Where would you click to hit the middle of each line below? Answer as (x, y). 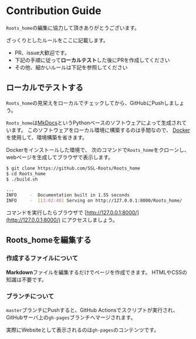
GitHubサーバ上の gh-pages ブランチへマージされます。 (71, 317)
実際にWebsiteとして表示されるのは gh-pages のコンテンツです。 (83, 330)
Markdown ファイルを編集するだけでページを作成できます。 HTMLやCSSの (97, 272)
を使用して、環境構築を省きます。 (47, 137)
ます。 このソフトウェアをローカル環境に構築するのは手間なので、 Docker (101, 130)
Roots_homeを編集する (49, 240)
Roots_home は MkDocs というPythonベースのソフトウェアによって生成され (94, 123)
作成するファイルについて (42, 258)
